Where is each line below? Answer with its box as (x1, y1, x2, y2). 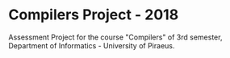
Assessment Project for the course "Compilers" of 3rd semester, (8, 32, 223, 42)
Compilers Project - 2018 (8, 6, 179, 24)
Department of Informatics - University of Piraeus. (8, 40, 175, 50)
